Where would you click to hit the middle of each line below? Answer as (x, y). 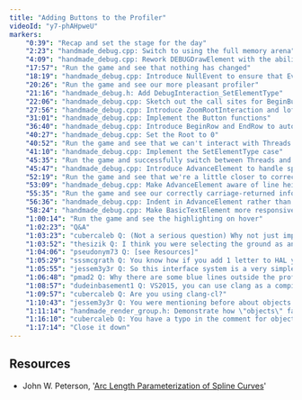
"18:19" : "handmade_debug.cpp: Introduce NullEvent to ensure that (154, 77)
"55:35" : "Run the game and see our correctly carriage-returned (151, 194)
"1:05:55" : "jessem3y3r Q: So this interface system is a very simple (160, 269)
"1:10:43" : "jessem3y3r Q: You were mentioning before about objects (159, 303)
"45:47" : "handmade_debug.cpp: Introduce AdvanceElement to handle (154, 168)
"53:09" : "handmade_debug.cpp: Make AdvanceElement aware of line (152, 186)
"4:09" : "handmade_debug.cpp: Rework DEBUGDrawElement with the (148, 59)
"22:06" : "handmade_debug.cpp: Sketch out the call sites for (144, 101)
